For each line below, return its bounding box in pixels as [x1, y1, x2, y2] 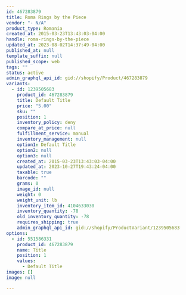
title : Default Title [17, 97, 70, 103]
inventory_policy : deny [17, 120, 76, 126]
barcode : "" [17, 175, 46, 181]
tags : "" [6, 64, 28, 70]
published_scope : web [6, 58, 60, 64]
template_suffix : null [6, 53, 63, 59]
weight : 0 [17, 191, 42, 197]
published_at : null [6, 48, 55, 54]
